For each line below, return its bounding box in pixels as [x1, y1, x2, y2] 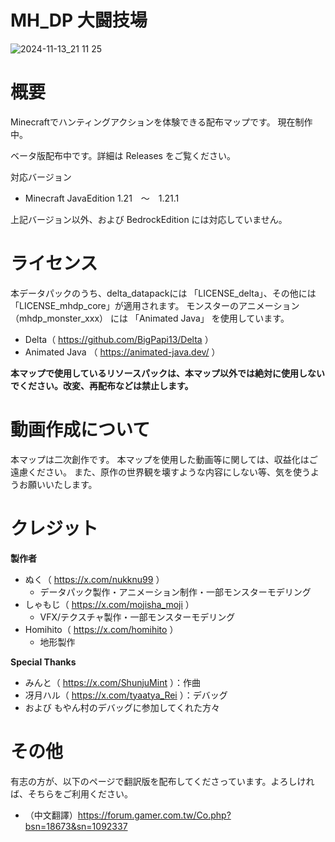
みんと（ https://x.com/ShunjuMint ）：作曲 [24, 676, 201, 688]
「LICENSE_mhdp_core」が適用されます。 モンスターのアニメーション [10, 299, 300, 311]
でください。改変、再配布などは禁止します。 [10, 379, 194, 391]
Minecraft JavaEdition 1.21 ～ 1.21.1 [24, 192, 180, 204]
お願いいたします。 [18, 478, 98, 490]
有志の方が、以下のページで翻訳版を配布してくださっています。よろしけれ [10, 775, 315, 787]
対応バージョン [10, 171, 72, 183]
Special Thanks [10, 656, 77, 668]
